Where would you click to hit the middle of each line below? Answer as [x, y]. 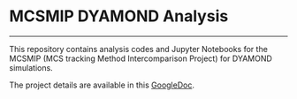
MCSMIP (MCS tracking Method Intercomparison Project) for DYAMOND [141, 58]
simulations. [31, 67]
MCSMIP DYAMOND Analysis [119, 16]
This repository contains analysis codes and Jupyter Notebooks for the [138, 49]
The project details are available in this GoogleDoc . [102, 85]
